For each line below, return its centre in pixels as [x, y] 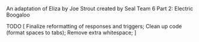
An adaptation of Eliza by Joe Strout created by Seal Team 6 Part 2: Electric [100, 9]
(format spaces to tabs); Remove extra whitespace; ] [71, 33]
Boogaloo [18, 15]
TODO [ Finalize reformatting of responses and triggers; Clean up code [94, 26]
